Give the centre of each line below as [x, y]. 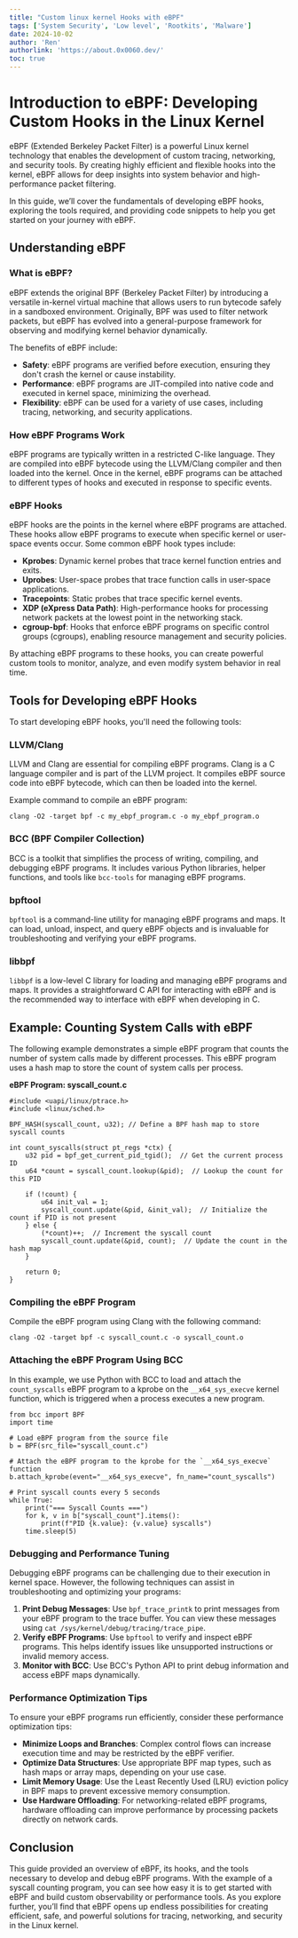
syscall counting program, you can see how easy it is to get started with [141, 1887]
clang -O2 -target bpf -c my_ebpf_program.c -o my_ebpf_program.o [134, 817]
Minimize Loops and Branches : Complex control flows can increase [147, 1744]
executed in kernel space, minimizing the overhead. [116, 393]
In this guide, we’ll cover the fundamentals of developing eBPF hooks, [137, 201]
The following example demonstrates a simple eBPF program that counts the [149, 1049]
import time [31, 1422]
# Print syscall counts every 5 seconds [85, 1492]
